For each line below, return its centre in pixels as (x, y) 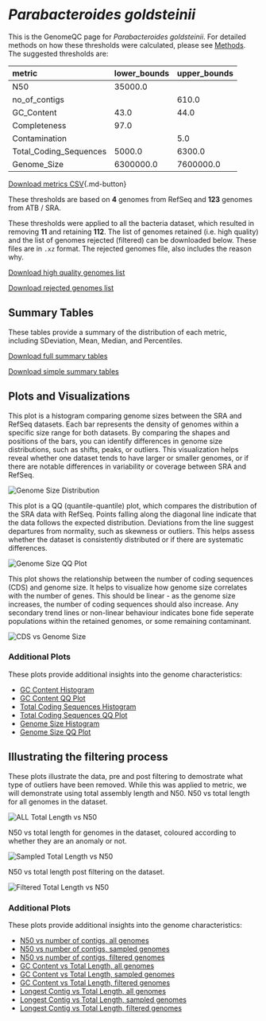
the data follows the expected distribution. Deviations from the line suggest (131, 522)
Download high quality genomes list (67, 272)
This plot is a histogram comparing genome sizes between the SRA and (125, 415)
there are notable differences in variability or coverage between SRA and (127, 466)
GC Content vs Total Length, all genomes (87, 965)
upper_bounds (205, 73)
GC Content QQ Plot (52, 698)
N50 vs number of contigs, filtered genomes (92, 957)
